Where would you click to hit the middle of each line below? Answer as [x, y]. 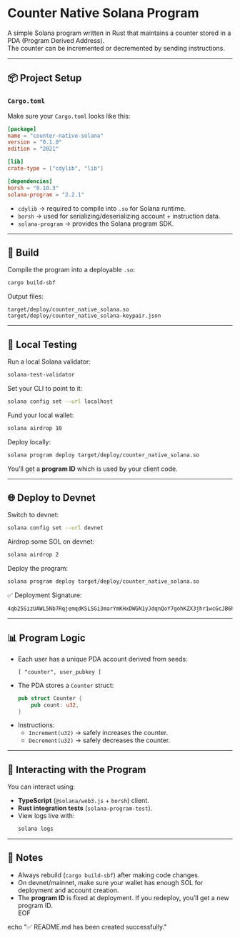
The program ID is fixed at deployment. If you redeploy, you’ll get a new [124, 897]
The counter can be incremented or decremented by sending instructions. [116, 48]
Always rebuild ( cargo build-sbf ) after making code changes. [109, 875]
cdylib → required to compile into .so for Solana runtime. [102, 208]
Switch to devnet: [33, 515]
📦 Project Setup [45, 78]
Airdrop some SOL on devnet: [51, 542]
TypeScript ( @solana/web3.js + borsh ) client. [84, 801]
